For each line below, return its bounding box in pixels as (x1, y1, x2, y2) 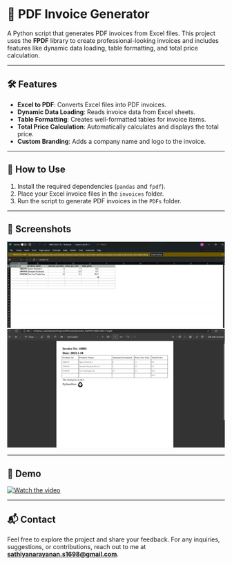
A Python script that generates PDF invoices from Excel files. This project (7, 29, 216, 37)
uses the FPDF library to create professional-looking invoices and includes (7, 36, 219, 44)
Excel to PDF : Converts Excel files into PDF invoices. (17, 100, 167, 109)
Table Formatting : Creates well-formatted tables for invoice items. (17, 115, 206, 123)
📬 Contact (7, 513, 56, 525)
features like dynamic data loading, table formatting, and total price (7, 44, 198, 52)
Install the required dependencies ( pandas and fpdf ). (17, 182, 166, 190)
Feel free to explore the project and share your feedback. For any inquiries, (7, 535, 220, 544)
